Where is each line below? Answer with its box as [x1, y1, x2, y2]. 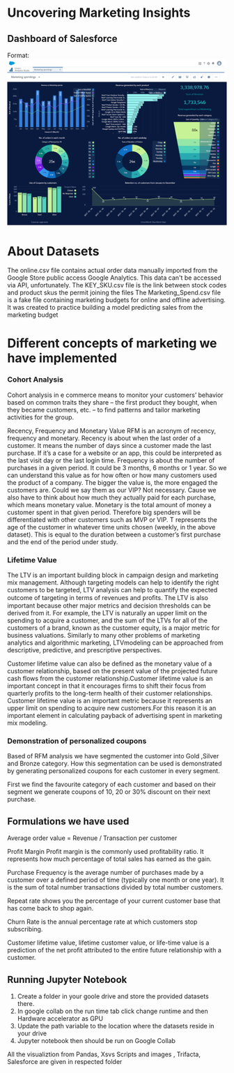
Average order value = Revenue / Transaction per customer [7, 834, 178, 842]
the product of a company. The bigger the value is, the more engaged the [7, 478, 218, 486]
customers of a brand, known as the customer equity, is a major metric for [7, 624, 220, 632]
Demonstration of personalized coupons [7, 736, 147, 746]
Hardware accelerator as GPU [17, 1014, 103, 1023]
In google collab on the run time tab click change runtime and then [17, 1007, 209, 1016]
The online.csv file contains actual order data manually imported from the [7, 267, 218, 275]
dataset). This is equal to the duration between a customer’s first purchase [7, 530, 221, 539]
